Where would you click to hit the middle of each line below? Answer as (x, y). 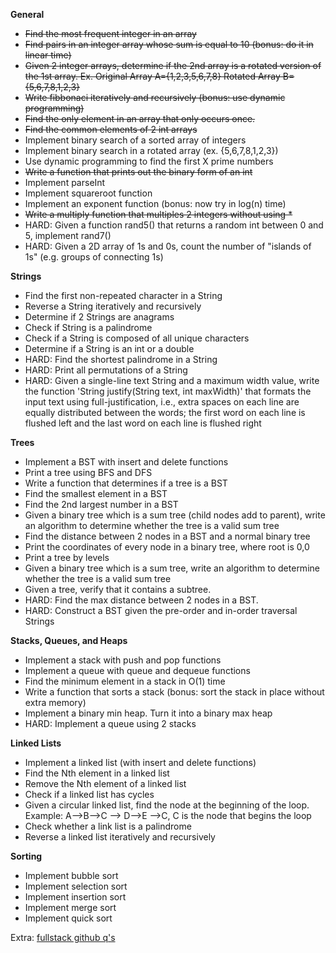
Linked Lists (36, 743)
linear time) (48, 55)
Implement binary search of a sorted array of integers (135, 140)
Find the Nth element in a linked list (97, 773)
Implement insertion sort (75, 897)
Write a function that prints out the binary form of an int (138, 172)
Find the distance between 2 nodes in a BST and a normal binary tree (167, 536)
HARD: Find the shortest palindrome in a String (121, 359)
